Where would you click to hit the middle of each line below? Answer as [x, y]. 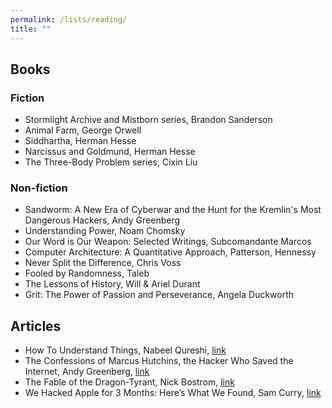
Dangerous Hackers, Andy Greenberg [102, 220]
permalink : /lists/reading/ [69, 19]
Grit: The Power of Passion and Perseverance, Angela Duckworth [159, 295]
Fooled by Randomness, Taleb [87, 273]
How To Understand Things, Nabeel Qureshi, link [125, 350]
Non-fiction [39, 188]
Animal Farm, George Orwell [83, 130]
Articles [36, 326]
